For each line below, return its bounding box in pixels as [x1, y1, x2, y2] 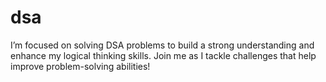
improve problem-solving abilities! [10, 60, 151, 72]
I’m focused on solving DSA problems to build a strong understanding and [10, 39, 315, 51]
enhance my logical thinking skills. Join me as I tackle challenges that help [10, 49, 317, 61]
